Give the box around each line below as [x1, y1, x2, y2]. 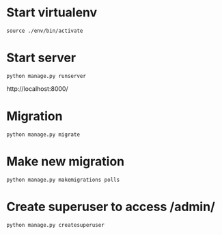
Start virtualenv [6, 5, 98, 20]
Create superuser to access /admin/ [6, 199, 216, 215]
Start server [6, 50, 77, 66]
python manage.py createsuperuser [6, 221, 105, 228]
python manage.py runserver [6, 72, 87, 79]
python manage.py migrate [6, 131, 80, 138]
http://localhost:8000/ [6, 84, 69, 93]
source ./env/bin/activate [6, 27, 83, 34]
